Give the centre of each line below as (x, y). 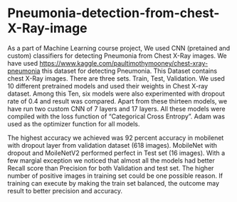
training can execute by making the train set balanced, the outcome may (113, 183)
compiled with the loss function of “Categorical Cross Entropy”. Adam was (116, 116)
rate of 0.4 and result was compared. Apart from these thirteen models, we (117, 101)
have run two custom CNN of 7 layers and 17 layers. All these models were (116, 108)
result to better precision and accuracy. (65, 191)
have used (23, 63)
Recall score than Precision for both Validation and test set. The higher (111, 168)
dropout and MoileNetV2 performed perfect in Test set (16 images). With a (116, 153)
